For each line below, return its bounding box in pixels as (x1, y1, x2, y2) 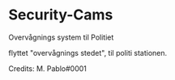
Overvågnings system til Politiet (8, 32, 114, 42)
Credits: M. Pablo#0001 (8, 63, 87, 74)
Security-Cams (8, 6, 113, 24)
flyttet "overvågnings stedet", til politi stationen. (8, 48, 168, 57)
